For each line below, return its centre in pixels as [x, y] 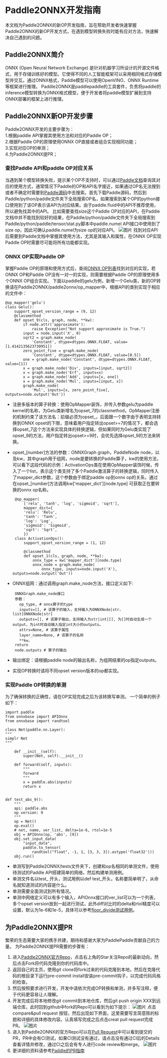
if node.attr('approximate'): [54, 325]
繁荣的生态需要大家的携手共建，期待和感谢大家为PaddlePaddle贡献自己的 [80, 940]
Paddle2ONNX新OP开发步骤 [49, 116]
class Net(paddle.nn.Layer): [35, 730]
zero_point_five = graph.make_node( [61, 351]
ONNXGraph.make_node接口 [40, 594]
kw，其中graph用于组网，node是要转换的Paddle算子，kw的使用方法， [89, 459]
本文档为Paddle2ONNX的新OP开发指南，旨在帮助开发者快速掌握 [71, 25]
